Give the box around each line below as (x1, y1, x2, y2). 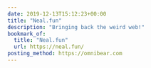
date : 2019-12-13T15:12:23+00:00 (7, 10, 107, 18)
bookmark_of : (7, 30, 46, 38)
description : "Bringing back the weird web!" (7, 23, 145, 30)
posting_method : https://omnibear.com (7, 50, 123, 57)
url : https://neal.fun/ (14, 43, 84, 50)
